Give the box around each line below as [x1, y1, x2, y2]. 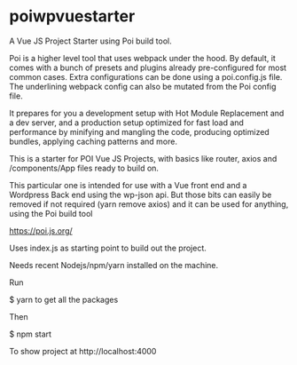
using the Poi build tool [9, 208, 93, 218]
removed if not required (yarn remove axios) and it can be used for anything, [9, 198, 289, 210]
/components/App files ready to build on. [9, 163, 160, 173]
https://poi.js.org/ [9, 225, 73, 236]
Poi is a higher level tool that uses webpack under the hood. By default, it [9, 52, 277, 63]
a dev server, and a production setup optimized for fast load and [9, 117, 244, 128]
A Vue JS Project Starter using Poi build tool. [9, 36, 173, 46]
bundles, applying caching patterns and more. [9, 136, 177, 147]
